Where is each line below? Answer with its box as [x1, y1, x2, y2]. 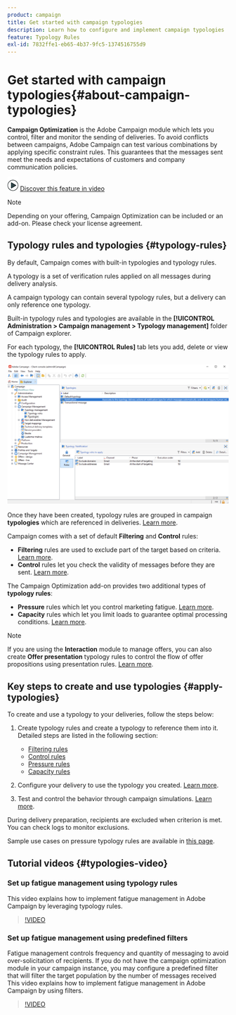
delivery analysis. [7, 279, 58, 288]
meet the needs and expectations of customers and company [7, 156, 185, 164]
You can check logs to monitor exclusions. [7, 824, 130, 832]
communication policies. [7, 163, 79, 172]
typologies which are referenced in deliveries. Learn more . [7, 518, 178, 527]
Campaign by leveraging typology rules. [7, 902, 123, 910]
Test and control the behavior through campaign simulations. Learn [17, 795, 212, 803]
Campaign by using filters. [7, 986, 84, 995]
